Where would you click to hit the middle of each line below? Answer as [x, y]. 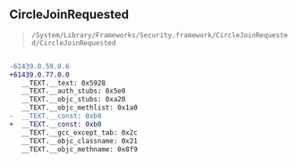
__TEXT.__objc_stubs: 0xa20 [73, 100]
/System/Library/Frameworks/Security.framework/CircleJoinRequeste [159, 35]
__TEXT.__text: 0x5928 [63, 83]
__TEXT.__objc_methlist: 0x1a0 [80, 108]
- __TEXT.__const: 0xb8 [55, 116]
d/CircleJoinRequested [73, 43]
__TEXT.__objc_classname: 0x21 [80, 141]
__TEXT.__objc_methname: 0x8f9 [80, 149]
